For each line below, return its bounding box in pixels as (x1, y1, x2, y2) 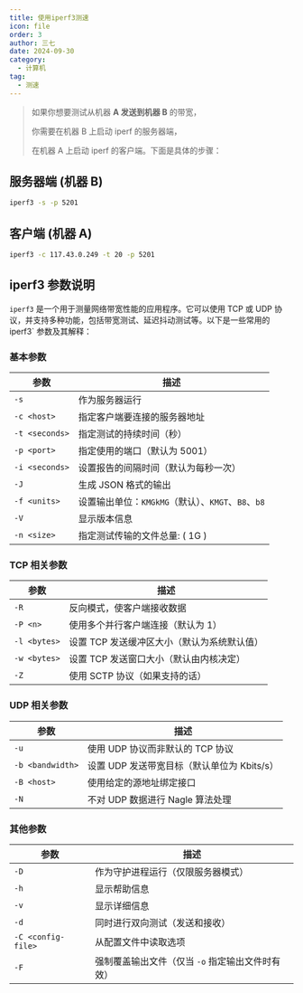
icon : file (9, 22, 50, 31)
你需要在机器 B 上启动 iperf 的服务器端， (31, 126, 182, 137)
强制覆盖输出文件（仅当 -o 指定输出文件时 (94, 955, 272, 968)
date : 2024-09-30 (9, 47, 75, 56)
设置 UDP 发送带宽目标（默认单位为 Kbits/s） (87, 759, 280, 771)
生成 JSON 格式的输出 (78, 478, 171, 491)
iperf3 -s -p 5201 (9, 198, 78, 208)
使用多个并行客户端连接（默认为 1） (69, 619, 223, 631)
